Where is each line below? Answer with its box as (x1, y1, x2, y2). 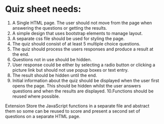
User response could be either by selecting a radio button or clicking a (12, 62, 156, 68)
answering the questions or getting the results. (12, 25, 107, 31)
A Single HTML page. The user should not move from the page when (12, 20, 152, 26)
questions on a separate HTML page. (5, 113, 80, 119)
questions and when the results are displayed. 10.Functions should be (12, 88, 154, 94)
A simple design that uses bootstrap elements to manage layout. (12, 30, 143, 36)
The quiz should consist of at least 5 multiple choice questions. (12, 41, 141, 46)
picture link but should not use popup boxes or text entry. (12, 67, 129, 73)
